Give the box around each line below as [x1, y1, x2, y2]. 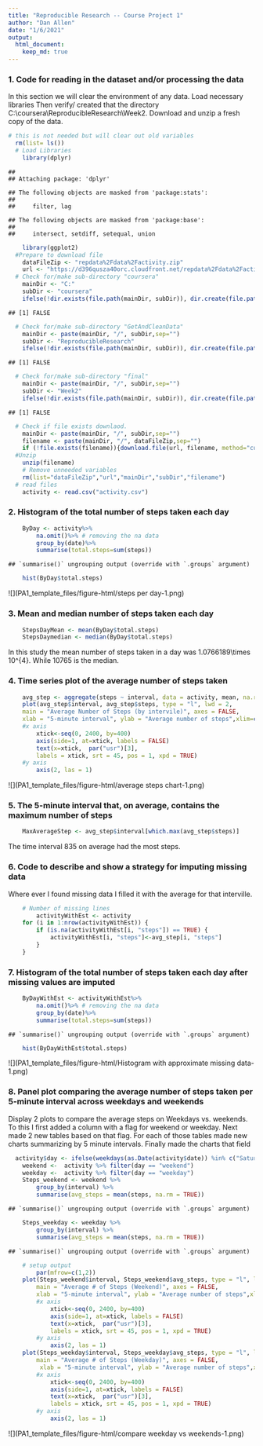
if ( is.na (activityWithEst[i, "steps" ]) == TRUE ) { [36, 926, 209, 935]
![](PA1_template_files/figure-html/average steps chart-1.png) [8, 781, 205, 790]
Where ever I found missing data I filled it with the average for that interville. [8, 889, 253, 899]
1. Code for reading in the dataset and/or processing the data [8, 74, 244, 85]
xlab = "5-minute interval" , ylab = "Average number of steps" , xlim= [22, 716, 254, 723]
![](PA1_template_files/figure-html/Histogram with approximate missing [8, 1058, 236, 1068]
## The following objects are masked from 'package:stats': [8, 189, 209, 196]
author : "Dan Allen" [8, 19, 76, 27]
